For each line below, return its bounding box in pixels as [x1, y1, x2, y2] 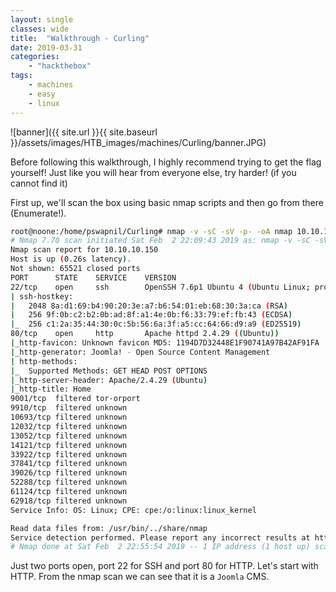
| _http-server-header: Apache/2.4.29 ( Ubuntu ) [10, 375, 208, 385]
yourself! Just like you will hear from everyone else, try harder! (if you [10, 166, 297, 178]
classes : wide [10, 24, 70, 34]
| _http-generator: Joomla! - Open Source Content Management [10, 347, 271, 357]
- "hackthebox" [28, 61, 92, 71]
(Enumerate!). [10, 207, 67, 219]
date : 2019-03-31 [10, 42, 83, 53]
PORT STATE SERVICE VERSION [10, 272, 177, 283]
